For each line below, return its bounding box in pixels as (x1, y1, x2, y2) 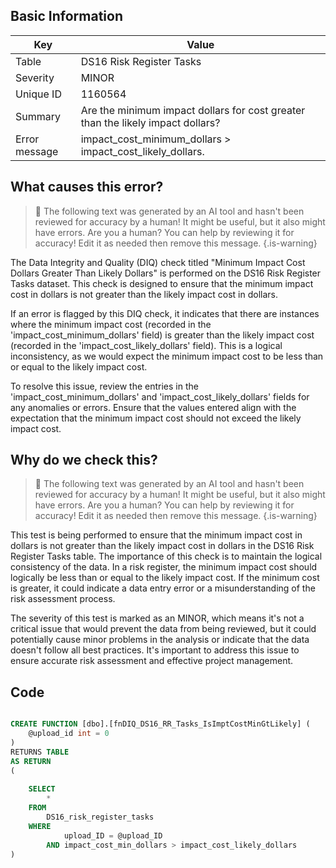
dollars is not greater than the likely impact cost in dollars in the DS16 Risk (10, 540, 315, 552)
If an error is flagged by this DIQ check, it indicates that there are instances (10, 307, 320, 319)
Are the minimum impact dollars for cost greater (80, 103, 306, 117)
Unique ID (15, 87, 62, 101)
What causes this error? (10, 179, 164, 196)
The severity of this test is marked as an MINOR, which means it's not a (10, 612, 305, 624)
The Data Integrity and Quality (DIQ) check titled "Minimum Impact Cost (10, 256, 306, 268)
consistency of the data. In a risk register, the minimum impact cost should (10, 561, 318, 573)
